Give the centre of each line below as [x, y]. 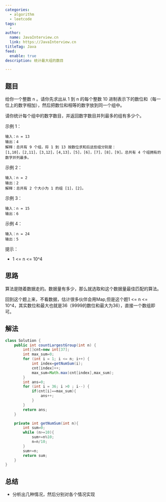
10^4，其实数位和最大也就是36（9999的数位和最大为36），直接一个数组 [78, 305]
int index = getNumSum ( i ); [57, 364]
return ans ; [35, 410]
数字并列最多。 [18, 158]
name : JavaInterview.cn [34, 38]
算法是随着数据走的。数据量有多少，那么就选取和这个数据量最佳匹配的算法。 [83, 289]
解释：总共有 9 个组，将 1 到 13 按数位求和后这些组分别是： [60, 147]
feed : [11, 51]
